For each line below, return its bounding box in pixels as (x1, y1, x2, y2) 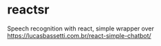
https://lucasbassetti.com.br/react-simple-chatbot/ (7, 31, 151, 39)
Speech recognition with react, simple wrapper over (7, 24, 155, 32)
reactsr (7, 2, 50, 18)
